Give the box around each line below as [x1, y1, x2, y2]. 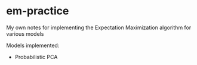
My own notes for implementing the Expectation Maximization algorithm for [6, 24, 192, 31]
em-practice [6, 4, 69, 18]
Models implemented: [6, 42, 60, 49]
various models [6, 30, 44, 37]
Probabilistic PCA [14, 53, 58, 60]
